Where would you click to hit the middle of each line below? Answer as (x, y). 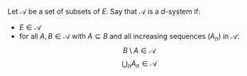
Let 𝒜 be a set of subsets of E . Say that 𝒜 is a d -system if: (104, 11)
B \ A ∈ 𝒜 (139, 50)
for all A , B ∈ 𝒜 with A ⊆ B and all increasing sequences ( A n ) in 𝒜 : (129, 37)
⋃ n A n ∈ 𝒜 (139, 64)
